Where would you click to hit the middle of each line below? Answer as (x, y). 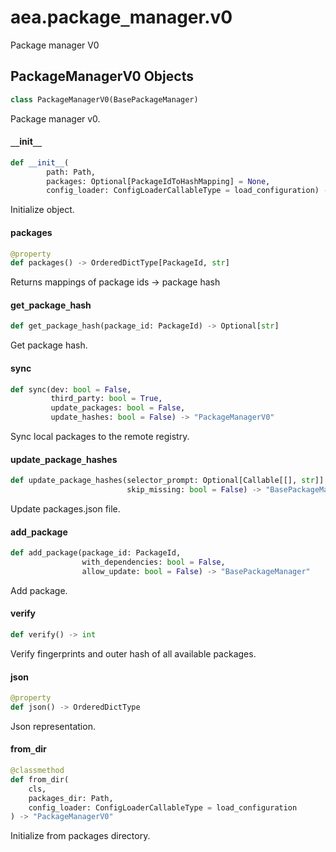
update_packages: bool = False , (118, 408)
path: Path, (71, 172)
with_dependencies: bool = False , (153, 562)
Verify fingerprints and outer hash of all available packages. (133, 653)
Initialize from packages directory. (80, 836)
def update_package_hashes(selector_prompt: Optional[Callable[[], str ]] (167, 481)
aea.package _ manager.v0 (121, 17)
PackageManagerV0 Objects (102, 76)
